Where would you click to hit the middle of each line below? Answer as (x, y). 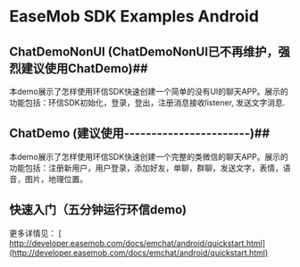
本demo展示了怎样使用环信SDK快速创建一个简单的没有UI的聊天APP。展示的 (149, 92)
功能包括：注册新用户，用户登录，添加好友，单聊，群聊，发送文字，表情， (146, 168)
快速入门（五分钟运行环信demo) (98, 210)
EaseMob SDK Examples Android (134, 17)
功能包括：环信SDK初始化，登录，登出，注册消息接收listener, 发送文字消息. (147, 103)
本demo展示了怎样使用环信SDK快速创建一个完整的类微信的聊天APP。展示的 (149, 156)
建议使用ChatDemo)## (85, 68)
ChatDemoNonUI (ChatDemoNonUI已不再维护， (144, 51)
